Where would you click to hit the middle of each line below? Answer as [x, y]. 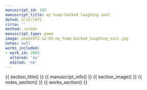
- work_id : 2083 [22, 53]
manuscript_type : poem [29, 34]
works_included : [22, 48]
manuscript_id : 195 [26, 10]
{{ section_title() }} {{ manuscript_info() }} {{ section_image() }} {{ [74, 77]
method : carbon [21, 29]
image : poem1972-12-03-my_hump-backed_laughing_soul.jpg [67, 39]
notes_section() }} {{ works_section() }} [46, 82]
